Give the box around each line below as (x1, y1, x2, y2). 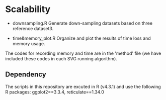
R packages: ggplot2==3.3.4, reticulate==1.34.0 (5, 89, 105, 95)
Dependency (5, 70, 46, 79)
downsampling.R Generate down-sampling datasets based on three (12, 20, 152, 26)
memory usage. (12, 40, 45, 46)
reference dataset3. (12, 25, 54, 31)
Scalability (5, 4, 51, 15)
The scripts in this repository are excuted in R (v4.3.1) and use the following (5, 83, 161, 89)
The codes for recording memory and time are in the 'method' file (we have (5, 50, 161, 56)
